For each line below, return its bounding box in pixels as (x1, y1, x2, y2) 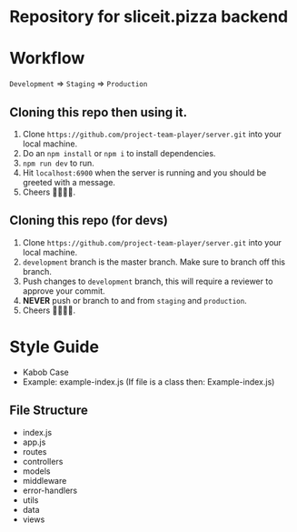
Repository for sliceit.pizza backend (9, 6, 289, 27)
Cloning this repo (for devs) (9, 213, 168, 228)
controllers (22, 456, 64, 467)
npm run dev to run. (22, 157, 95, 168)
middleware (22, 475, 67, 486)
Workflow (9, 48, 85, 69)
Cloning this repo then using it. (9, 105, 188, 120)
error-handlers (22, 485, 78, 496)
